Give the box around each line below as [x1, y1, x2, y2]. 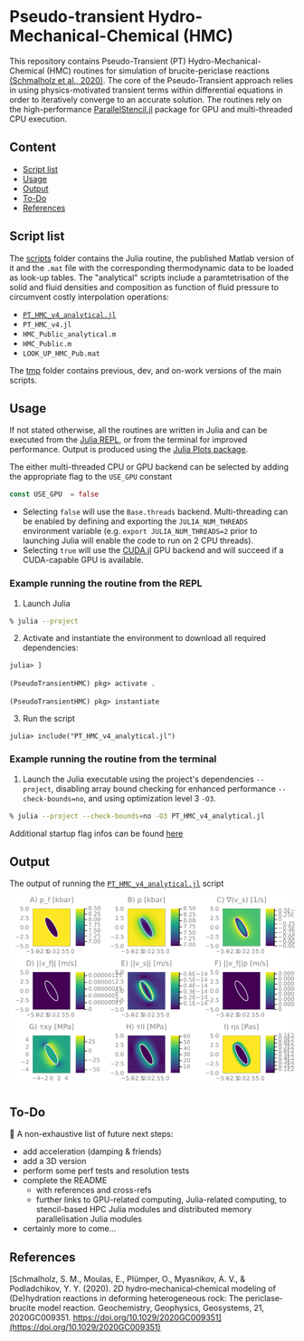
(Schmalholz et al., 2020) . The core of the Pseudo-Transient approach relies [9, 74, 294, 85]
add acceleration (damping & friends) [22, 1146, 162, 1157]
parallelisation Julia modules [35, 1213, 143, 1225]
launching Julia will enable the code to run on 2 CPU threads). [22, 535, 254, 546]
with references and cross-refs [35, 1185, 152, 1196]
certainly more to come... [22, 1223, 117, 1234]
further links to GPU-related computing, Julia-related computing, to [35, 1194, 287, 1205]
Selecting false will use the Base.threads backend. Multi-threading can [22, 506, 289, 518]
